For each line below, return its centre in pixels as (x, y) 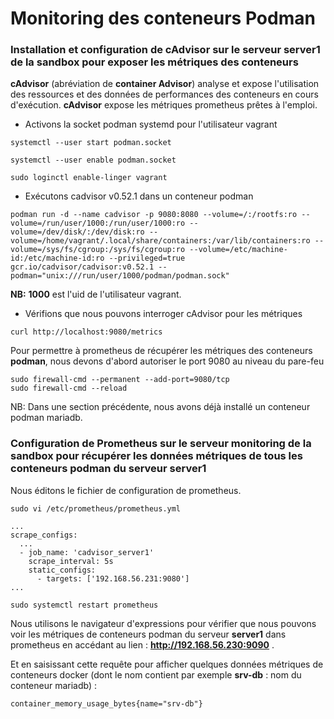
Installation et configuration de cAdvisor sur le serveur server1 (165, 50)
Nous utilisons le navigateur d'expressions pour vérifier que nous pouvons (163, 623)
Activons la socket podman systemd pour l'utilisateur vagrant (151, 124)
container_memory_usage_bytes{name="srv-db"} (106, 703)
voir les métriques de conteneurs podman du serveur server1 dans (148, 634)
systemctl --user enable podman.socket (93, 160)
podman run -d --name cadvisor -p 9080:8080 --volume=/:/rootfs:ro (154, 215)
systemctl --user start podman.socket (91, 143)
